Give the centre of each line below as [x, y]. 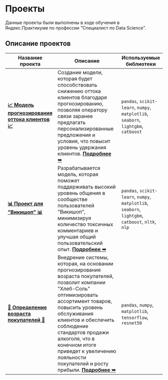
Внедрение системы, [83, 257]
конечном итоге [77, 344]
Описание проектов [38, 44]
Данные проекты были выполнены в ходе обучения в [62, 22]
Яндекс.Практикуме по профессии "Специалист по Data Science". [76, 27]
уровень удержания [82, 147]
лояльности [72, 357]
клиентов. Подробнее [84, 153]
